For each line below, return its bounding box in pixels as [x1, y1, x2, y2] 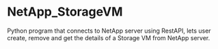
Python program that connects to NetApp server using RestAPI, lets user [7, 27, 211, 35]
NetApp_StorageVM [7, 4, 123, 20]
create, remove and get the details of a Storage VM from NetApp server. [7, 33, 210, 42]
